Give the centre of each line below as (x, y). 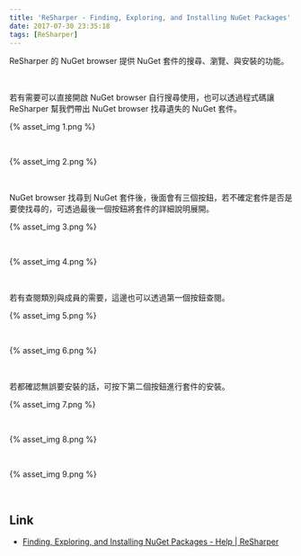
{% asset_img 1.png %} (53, 127)
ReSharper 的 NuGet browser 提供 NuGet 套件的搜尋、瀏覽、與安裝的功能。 (149, 61)
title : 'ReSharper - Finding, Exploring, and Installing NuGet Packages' (150, 18)
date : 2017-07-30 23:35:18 (60, 26)
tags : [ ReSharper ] (44, 34)
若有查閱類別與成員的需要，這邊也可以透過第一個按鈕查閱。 (120, 298)
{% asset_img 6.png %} (53, 351)
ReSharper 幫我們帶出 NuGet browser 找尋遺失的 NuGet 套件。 (126, 109)
